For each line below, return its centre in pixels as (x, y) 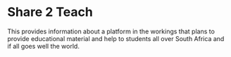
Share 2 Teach (50, 12)
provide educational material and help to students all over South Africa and (116, 38)
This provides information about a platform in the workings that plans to (111, 31)
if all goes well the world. (43, 46)
